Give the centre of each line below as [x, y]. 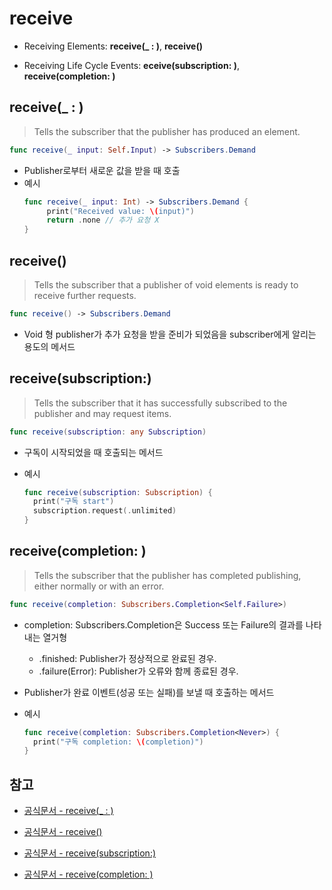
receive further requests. [85, 295]
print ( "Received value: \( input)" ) [120, 211]
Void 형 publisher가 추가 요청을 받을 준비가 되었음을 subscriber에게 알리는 [170, 334]
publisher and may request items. [102, 413]
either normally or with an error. [99, 586]
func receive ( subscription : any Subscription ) [108, 432]
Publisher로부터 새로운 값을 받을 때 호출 [102, 170]
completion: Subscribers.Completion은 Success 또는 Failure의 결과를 [163, 624]
